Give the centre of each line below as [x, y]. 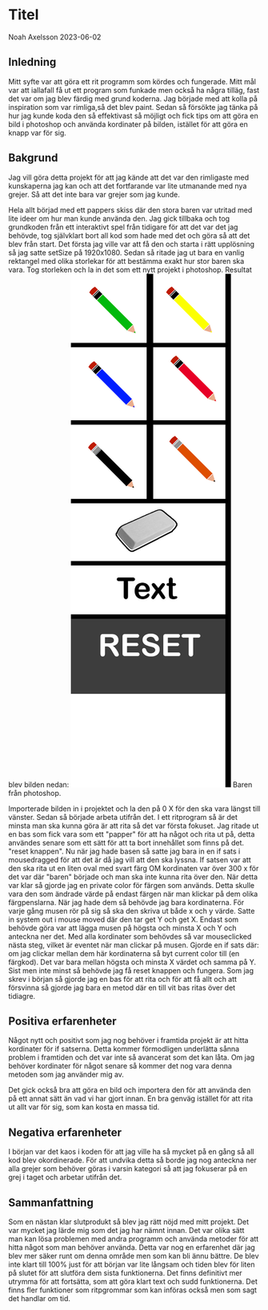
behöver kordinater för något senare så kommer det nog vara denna [120, 1066]
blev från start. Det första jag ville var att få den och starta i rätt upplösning [131, 244]
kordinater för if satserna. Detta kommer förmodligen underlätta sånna [124, 1049]
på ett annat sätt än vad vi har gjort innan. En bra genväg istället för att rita [131, 1099]
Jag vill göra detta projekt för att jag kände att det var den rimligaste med [129, 177]
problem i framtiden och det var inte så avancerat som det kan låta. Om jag [132, 1057]
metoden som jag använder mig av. [66, 1075]
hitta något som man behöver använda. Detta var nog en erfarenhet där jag [132, 1247]
